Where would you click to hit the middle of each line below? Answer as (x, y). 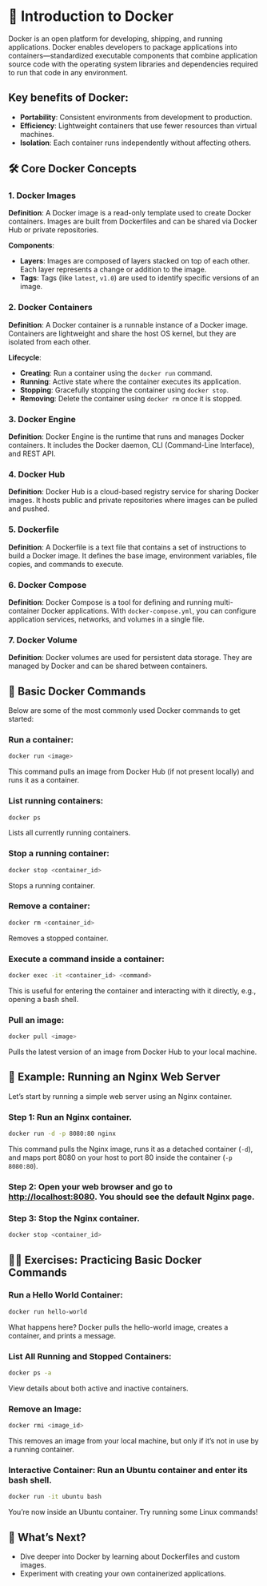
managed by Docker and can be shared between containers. (108, 666)
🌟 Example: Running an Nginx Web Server (114, 1077)
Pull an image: (36, 1020)
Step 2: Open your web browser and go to (91, 1186)
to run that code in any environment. (68, 72)
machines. (37, 134)
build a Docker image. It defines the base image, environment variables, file (133, 555)
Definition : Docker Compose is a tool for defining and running (110, 602)
